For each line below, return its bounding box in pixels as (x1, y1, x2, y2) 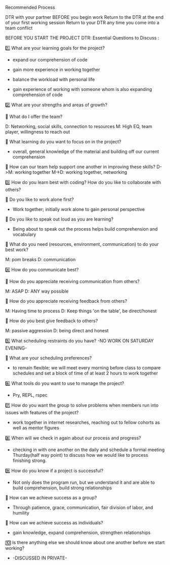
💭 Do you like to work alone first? (5, 197, 74, 202)
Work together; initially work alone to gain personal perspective (12, 206, 145, 212)
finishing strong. (12, 457, 47, 463)
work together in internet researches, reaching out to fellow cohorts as (12, 419, 160, 425)
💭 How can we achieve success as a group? (5, 495, 97, 500)
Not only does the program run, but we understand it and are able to (12, 480, 155, 485)
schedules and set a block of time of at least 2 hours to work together (12, 370, 158, 376)
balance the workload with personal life (12, 76, 95, 82)
